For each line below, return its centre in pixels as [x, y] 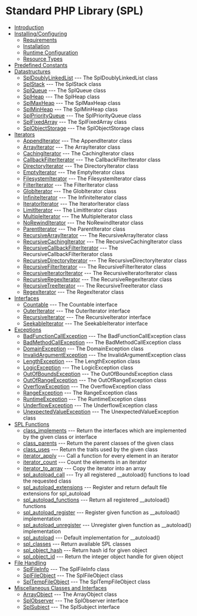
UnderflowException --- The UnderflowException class [90, 405]
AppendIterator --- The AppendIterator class [77, 141]
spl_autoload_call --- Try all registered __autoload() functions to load [106, 474]
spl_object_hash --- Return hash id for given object [85, 550]
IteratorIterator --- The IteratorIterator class [76, 203]
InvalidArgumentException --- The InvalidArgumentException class [104, 355]
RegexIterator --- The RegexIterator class [73, 292]
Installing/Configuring [41, 33]
